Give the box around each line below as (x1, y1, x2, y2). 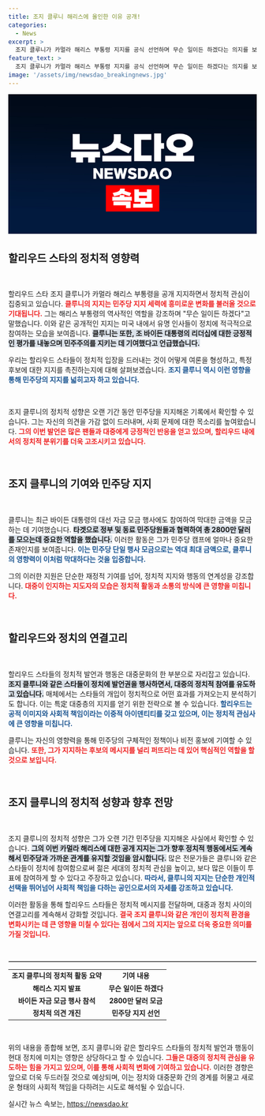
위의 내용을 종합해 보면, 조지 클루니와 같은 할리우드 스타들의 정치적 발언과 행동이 (8, 1043, 255, 1052)
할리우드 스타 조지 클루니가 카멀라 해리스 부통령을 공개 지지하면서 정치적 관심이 (8, 289, 251, 299)
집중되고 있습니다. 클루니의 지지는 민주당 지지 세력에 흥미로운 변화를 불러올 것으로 (8, 299, 256, 309)
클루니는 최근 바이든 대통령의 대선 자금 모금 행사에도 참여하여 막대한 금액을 (8, 515, 238, 524)
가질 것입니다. (8, 929, 51, 938)
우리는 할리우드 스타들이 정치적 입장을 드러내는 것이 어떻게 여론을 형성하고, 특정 (8, 355, 252, 365)
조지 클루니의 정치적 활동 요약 (11, 971, 103, 980)
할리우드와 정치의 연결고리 (8, 631, 128, 645)
